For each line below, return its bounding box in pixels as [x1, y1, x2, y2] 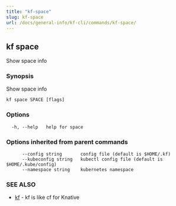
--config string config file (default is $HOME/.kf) [21, 152, 171, 157]
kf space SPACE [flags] [6, 97, 65, 103]
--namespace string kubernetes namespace [21, 167, 134, 173]
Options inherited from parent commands [6, 137, 129, 146]
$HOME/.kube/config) [6, 162, 57, 168]
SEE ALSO [6, 181, 36, 188]
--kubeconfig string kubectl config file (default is [21, 156, 163, 163]
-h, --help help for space [11, 124, 84, 130]
